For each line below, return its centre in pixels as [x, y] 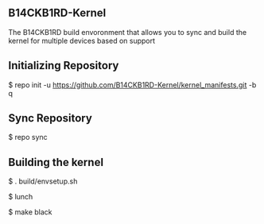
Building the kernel [56, 162]
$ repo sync [28, 137]
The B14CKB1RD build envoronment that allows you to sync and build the [128, 32]
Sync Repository [50, 118]
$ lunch [21, 197]
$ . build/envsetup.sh [43, 181]
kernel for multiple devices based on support [82, 41]
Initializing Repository [64, 66]
